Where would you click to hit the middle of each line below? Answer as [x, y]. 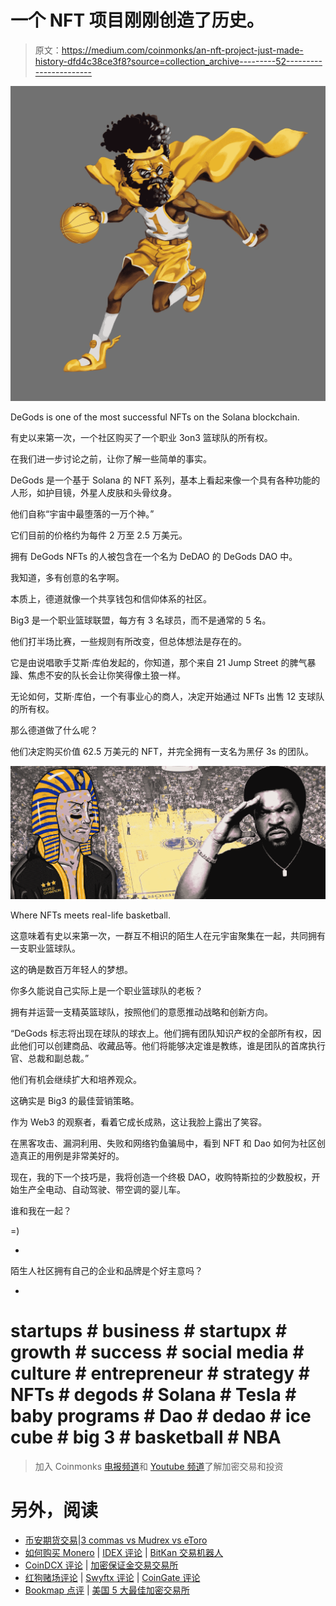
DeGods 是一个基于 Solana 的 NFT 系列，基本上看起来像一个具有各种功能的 [165, 480]
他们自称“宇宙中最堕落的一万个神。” [82, 513]
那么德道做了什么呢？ [54, 730]
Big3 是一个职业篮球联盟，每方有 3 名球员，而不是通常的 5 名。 [141, 620]
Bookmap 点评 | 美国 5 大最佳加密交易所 [107, 1590]
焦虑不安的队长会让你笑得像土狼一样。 [106, 675]
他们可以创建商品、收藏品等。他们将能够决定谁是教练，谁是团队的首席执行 [172, 1046]
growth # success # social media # [157, 1352]
